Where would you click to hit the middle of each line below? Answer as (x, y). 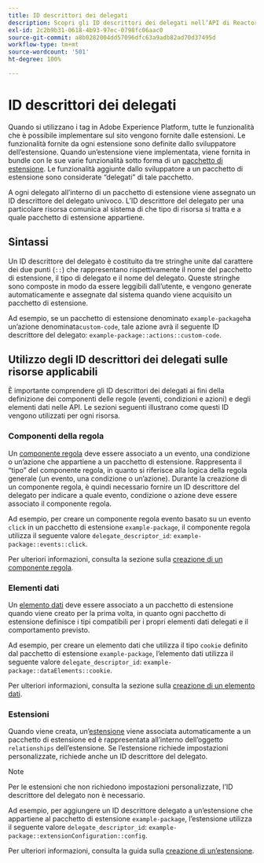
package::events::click (47, 544)
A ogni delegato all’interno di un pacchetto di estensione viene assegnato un (132, 192)
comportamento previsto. (49, 630)
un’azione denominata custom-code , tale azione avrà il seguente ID (114, 326)
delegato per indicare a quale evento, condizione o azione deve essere (123, 495)
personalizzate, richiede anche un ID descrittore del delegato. (108, 757)
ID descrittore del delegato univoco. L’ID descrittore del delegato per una (126, 201)
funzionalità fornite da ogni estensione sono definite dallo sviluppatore (122, 143)
